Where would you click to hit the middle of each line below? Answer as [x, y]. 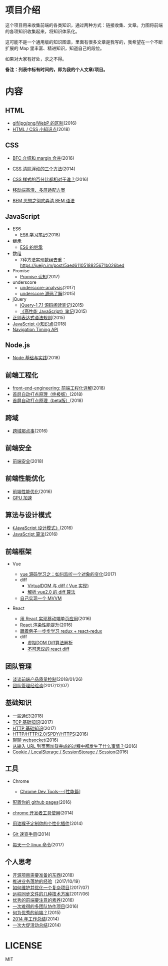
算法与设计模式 [28, 515]
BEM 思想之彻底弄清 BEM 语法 [43, 200]
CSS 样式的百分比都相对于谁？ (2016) [50, 179]
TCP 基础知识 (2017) [33, 722]
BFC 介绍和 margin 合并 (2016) [43, 158]
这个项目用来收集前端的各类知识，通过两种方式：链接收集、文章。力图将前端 [84, 25]
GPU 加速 [22, 498]
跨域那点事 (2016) [30, 431]
